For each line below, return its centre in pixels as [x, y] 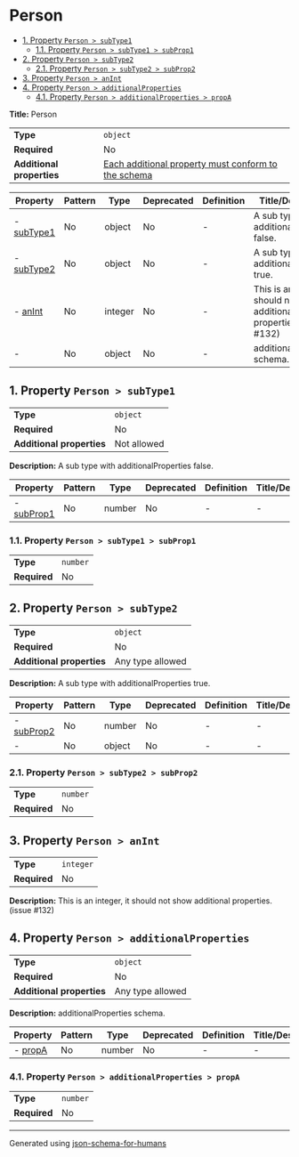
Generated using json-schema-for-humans [88, 1144]
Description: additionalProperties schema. [88, 1013]
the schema [128, 174]
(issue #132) [32, 910]
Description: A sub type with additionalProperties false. [111, 465]
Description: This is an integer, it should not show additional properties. [141, 901]
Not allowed [139, 443]
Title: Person [33, 114]
